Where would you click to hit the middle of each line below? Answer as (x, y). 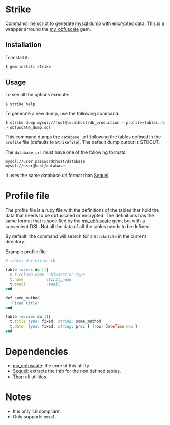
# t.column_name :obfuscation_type (48, 275)
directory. (15, 241)
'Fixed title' (25, 303)
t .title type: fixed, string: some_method (55, 322)
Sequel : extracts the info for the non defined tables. (67, 371)
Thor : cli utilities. (30, 377)
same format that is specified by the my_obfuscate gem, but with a (75, 221)
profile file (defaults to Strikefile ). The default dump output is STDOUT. (83, 142)
